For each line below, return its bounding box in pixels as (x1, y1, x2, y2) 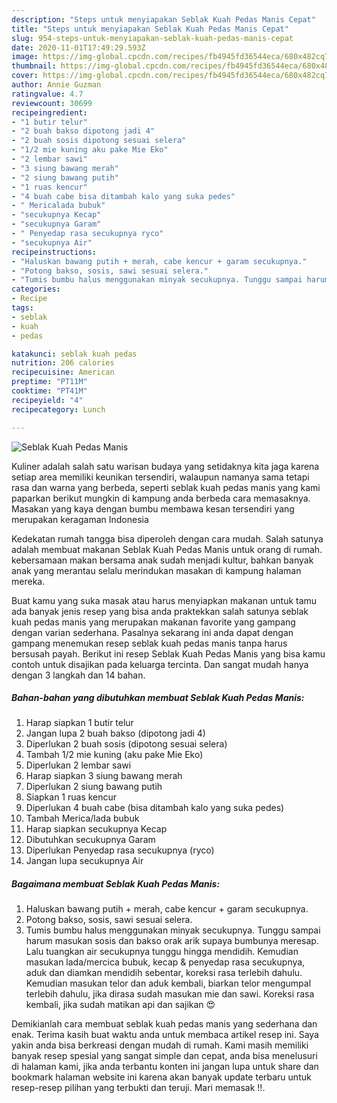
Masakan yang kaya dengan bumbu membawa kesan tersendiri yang (11, 502, 295, 515)
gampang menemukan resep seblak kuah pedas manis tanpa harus (11, 637, 288, 649)
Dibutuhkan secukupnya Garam (25, 834, 156, 846)
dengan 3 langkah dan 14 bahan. (11, 669, 146, 681)
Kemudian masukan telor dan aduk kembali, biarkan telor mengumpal (25, 977, 312, 990)
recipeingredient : (11, 107, 88, 118)
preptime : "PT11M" (11, 377, 88, 387)
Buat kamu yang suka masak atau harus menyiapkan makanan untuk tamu (11, 594, 318, 606)
